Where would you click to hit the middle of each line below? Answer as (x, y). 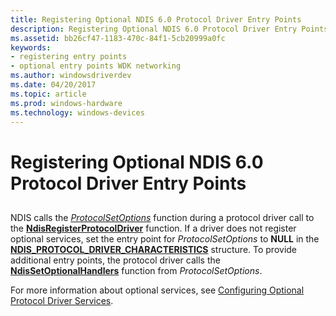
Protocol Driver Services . (62, 300)
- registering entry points (69, 57)
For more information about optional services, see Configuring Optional (157, 290)
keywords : (31, 47)
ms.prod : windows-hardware (66, 103)
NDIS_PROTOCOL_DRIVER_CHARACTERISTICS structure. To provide (154, 249)
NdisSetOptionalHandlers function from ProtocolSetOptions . (136, 270)
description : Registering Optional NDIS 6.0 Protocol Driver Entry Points (169, 29)
